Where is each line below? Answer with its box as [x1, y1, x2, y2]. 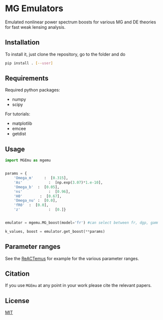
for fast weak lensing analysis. [5, 24, 66, 30]
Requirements [5, 74, 49, 83]
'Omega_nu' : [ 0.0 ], [14, 198, 57, 203]
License [5, 297, 30, 305]
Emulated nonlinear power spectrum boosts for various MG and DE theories [5, 19, 156, 25]
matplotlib [12, 120, 33, 127]
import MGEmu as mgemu [5, 158, 51, 163]
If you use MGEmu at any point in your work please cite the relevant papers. [5, 282, 152, 288]
